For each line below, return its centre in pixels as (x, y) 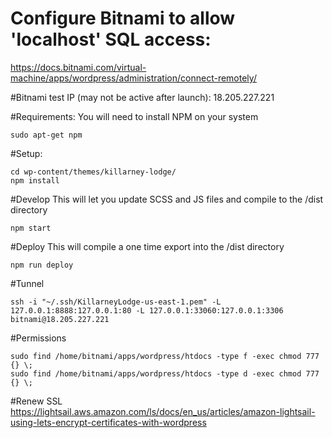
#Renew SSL (36, 401)
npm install (35, 180)
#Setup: (26, 153)
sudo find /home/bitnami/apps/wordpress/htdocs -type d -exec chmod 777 (165, 373)
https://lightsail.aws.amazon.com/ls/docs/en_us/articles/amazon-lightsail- (163, 411)
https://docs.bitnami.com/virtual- (78, 67)
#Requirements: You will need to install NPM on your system (134, 116)
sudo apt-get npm (46, 135)
